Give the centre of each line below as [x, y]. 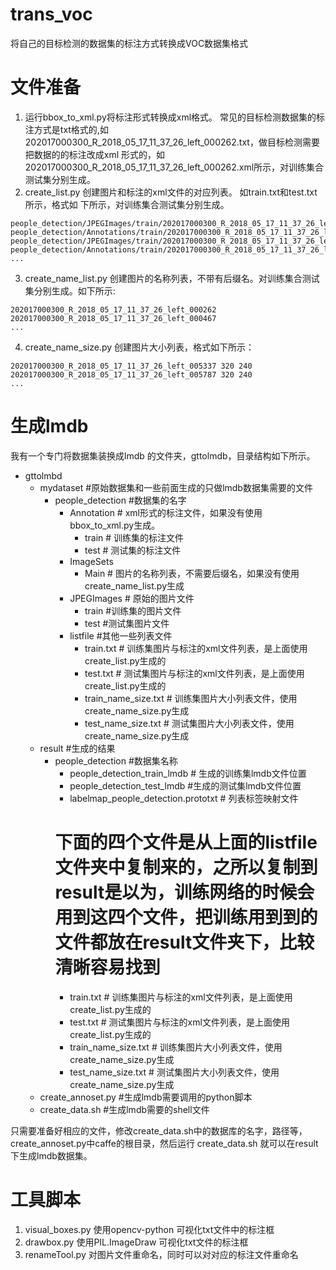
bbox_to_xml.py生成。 [115, 525]
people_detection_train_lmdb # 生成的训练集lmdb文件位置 [188, 773]
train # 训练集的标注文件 [134, 537]
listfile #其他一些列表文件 [121, 635]
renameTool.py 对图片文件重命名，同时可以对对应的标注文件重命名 [161, 1254]
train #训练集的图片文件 [133, 610]
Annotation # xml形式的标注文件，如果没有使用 [166, 512]
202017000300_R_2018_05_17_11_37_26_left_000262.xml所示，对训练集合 [174, 167]
